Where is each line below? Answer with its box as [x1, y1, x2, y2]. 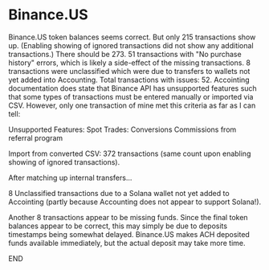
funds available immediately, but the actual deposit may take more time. [8, 238, 247, 247]
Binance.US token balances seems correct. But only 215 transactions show [8, 32, 256, 42]
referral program [8, 133, 63, 142]
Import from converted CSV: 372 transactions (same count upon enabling [8, 149, 251, 158]
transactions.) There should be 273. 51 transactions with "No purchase [8, 49, 243, 59]
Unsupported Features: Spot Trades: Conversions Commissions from [8, 125, 237, 134]
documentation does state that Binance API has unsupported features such [8, 83, 257, 93]
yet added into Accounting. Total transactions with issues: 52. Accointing [8, 75, 251, 84]
